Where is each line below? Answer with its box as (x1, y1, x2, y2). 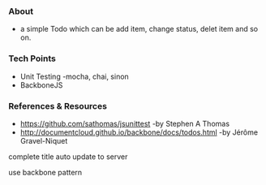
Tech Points (8, 53, 57, 64)
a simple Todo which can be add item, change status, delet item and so (19, 24, 258, 34)
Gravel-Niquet (19, 136, 68, 145)
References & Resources (8, 100, 108, 111)
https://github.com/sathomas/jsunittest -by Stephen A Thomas (19, 118, 230, 128)
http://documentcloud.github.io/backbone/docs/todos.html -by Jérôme (19, 127, 258, 137)
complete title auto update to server (8, 152, 128, 161)
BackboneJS (19, 80, 63, 90)
